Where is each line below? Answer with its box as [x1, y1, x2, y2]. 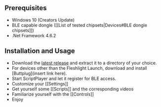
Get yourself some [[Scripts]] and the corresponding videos [11, 86, 134, 92]
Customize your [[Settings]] [11, 80, 69, 86]
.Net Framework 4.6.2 [11, 32, 56, 38]
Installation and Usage [4, 47, 75, 55]
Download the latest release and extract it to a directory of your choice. [11, 60, 157, 66]
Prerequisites [4, 4, 47, 12]
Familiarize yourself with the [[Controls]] [11, 91, 94, 97]
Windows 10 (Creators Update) [11, 17, 75, 23]
